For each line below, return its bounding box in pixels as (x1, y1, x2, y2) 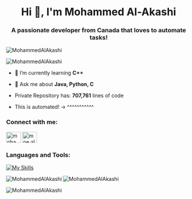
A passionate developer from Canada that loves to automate (11, 26, 186, 35)
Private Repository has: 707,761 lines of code (14, 92, 124, 99)
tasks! (89, 33, 108, 42)
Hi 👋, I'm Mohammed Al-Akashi (21, 5, 176, 19)
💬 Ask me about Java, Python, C (14, 81, 94, 88)
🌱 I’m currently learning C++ (14, 70, 84, 77)
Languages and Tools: (6, 150, 70, 159)
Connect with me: (6, 118, 58, 126)
